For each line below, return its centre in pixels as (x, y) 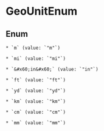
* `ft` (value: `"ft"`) (36, 80)
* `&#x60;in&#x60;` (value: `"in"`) (52, 69)
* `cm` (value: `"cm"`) (36, 112)
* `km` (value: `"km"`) (36, 102)
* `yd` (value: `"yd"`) (36, 91)
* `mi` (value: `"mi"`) (36, 59)
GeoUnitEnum (42, 11)
